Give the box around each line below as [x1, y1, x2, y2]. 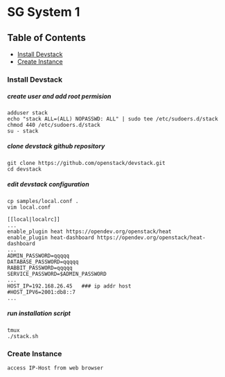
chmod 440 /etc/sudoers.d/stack [7, 121, 100, 128]
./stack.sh [7, 333, 39, 340]
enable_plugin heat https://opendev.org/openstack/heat [7, 228, 172, 235]
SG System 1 [7, 4, 80, 20]
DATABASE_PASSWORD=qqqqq [7, 258, 79, 265]
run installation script [7, 309, 71, 317]
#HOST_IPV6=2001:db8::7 [7, 288, 76, 295]
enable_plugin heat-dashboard [7, 234, 95, 241]
